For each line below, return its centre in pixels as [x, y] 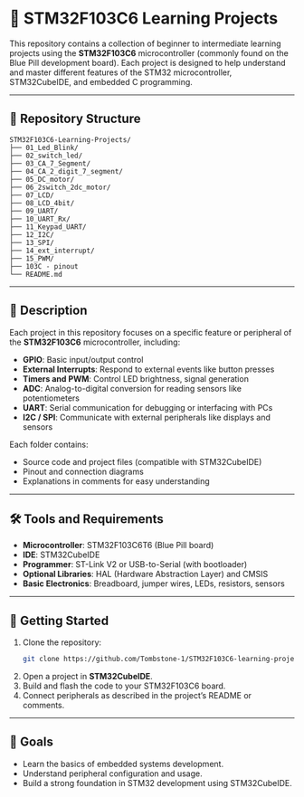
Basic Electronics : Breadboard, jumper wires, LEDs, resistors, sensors [153, 584]
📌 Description [48, 311]
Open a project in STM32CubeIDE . [88, 677]
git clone [41, 659]
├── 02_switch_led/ [46, 156]
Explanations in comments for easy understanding [116, 481]
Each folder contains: [49, 444]
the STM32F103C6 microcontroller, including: [95, 342]
